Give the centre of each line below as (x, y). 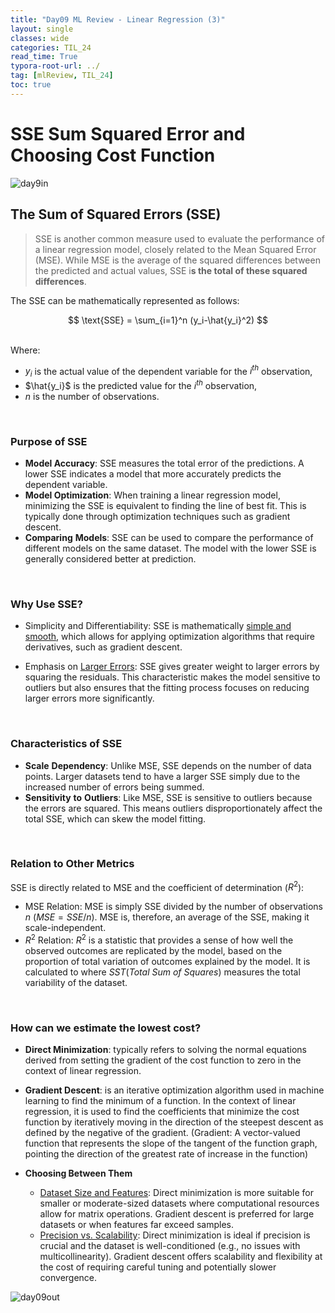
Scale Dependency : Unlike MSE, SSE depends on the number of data (168, 765)
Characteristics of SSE (66, 744)
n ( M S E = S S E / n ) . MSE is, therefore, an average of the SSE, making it (167, 917)
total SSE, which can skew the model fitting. (115, 818)
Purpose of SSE (49, 441)
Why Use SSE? (46, 604)
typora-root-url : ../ (55, 66)
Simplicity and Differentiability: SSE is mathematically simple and (158, 626)
